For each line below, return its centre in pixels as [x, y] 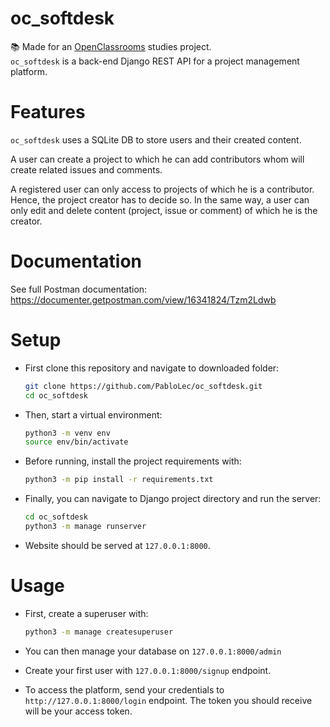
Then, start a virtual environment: [93, 414]
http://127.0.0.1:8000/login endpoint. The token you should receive [168, 700]
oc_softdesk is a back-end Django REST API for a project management [155, 61]
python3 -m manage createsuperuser [99, 632]
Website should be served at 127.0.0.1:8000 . [117, 545]
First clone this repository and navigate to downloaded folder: [152, 368]
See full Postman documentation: [79, 289]
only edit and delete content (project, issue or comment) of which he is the [164, 210]
